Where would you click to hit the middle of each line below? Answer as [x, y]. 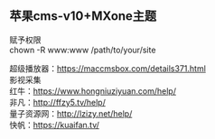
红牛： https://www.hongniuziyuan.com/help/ [93, 91]
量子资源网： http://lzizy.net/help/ [71, 113]
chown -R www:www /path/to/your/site [83, 50]
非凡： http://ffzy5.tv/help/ [57, 102]
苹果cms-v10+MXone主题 [83, 16]
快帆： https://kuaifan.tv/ [54, 125]
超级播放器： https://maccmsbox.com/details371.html [107, 68]
